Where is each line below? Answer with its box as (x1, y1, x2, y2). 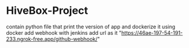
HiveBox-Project (6, 4, 88, 17)
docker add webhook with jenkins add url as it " (6, 29, 122, 36)
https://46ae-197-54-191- (121, 29, 183, 36)
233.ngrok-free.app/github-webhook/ (6, 35, 98, 42)
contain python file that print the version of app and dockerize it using (6, 23, 175, 30)
